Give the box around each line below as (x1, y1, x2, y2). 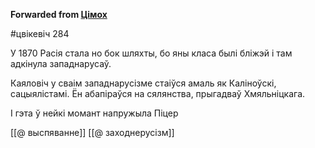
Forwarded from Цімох (10, 9, 108, 20)
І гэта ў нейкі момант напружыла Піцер (10, 107, 179, 119)
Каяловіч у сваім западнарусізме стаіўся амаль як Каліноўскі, (10, 77, 277, 89)
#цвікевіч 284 (10, 28, 70, 39)
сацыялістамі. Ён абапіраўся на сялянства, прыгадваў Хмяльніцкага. (10, 88, 306, 99)
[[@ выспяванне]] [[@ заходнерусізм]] (10, 127, 175, 138)
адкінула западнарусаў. (10, 58, 112, 69)
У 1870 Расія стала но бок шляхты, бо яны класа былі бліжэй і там (10, 47, 293, 59)
